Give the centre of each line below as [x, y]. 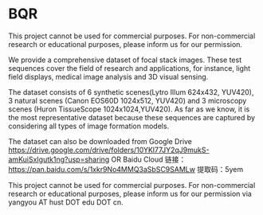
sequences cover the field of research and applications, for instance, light [130, 68]
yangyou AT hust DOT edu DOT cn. [66, 202]
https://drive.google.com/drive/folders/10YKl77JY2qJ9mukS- [109, 150]
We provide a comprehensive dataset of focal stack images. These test [125, 60]
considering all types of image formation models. [89, 126]
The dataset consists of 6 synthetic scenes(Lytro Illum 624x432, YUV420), [131, 92]
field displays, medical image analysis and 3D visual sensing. [108, 76]
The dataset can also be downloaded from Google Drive [100, 141]
